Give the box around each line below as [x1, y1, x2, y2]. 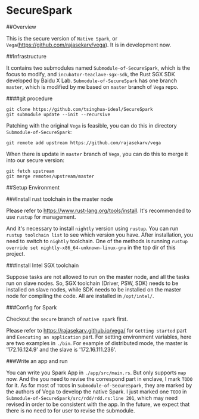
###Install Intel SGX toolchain [6, 262, 79, 269]
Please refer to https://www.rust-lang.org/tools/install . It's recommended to [6, 207, 191, 214]
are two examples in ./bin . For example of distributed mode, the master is [6, 339, 188, 346]
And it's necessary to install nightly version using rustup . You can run [6, 225, 179, 232]
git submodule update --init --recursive [6, 111, 111, 117]
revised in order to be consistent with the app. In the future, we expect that [6, 401, 190, 408]
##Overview [6, 23, 37, 30]
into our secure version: [6, 156, 64, 164]
